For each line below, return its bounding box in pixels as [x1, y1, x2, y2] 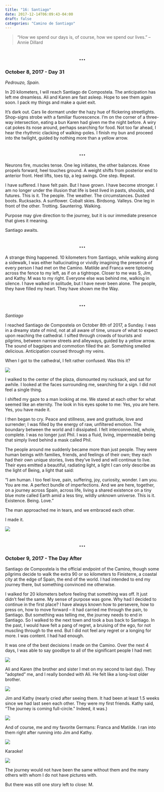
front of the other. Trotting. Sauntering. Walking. [5, 203, 102, 209]
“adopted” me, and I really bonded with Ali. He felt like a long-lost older [5, 671, 149, 677]
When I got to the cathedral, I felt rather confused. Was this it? [5, 358, 131, 364]
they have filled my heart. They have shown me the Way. [5, 285, 119, 292]
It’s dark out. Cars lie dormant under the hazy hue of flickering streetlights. [5, 109, 155, 115]
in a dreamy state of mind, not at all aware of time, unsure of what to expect [5, 327, 158, 333]
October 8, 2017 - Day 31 [5, 68, 65, 75]
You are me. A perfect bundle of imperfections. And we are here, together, [5, 482, 155, 488]
